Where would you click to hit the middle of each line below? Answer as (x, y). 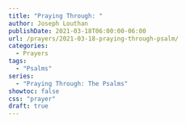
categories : (28, 46)
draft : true (28, 106)
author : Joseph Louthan (49, 23)
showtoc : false (34, 91)
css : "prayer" (32, 99)
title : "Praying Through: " (56, 16)
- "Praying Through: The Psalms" (72, 83)
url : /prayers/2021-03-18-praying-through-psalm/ (94, 38)
